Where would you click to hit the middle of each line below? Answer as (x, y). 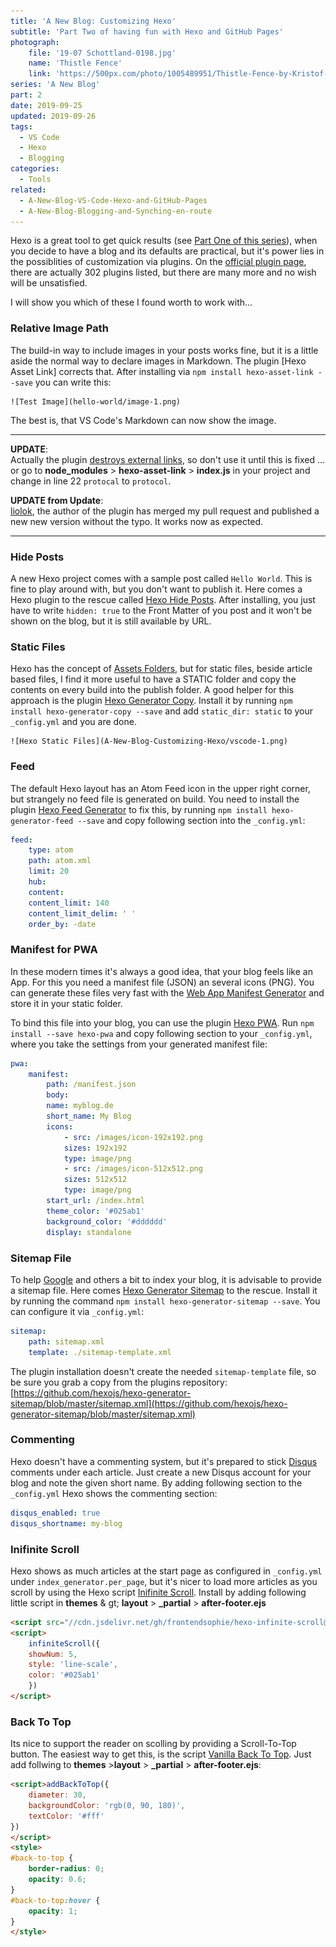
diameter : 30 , (57, 1795)
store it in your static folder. (66, 1003)
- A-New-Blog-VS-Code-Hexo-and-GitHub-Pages (113, 200)
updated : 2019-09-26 (53, 116)
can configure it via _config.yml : (77, 1311)
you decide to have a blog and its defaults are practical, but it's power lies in (167, 251)
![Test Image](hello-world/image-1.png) (96, 401)
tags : (21, 126)
